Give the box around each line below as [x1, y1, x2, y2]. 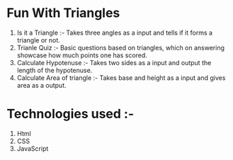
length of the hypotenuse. [16, 66, 93, 74]
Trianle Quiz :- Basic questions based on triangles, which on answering [16, 43, 225, 52]
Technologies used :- [6, 106, 135, 122]
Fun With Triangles [6, 5, 120, 21]
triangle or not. [16, 35, 61, 44]
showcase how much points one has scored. [16, 51, 148, 59]
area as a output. [16, 81, 67, 89]
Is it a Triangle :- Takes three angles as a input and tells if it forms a [16, 28, 213, 37]
